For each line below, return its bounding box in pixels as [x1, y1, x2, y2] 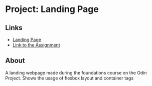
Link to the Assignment [12, 42, 60, 48]
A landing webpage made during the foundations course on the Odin [5, 69, 147, 75]
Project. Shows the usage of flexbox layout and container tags [5, 75, 134, 81]
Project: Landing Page [5, 3, 99, 15]
